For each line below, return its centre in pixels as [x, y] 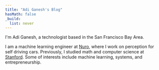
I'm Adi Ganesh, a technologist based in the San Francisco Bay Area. [75, 37]
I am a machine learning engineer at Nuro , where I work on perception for [79, 47]
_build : [13, 19]
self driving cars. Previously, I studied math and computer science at [75, 52]
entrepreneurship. [23, 62]
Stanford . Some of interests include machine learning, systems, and [74, 57]
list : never [22, 23]
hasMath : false [21, 14]
